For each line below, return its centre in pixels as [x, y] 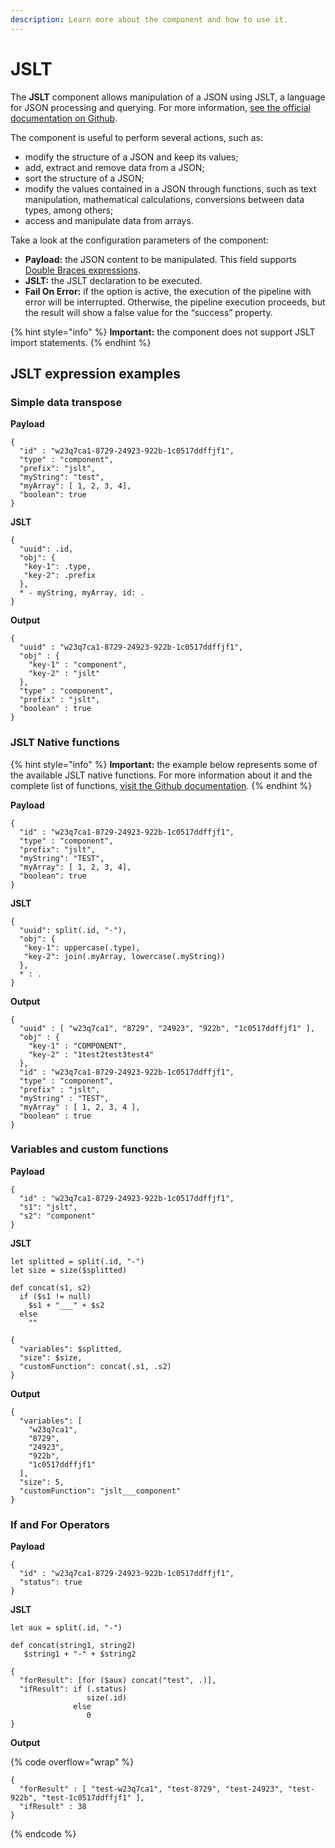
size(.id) [107, 1698]
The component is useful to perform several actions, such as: [136, 137]
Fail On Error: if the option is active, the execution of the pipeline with [168, 291]
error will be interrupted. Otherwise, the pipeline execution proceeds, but [175, 302]
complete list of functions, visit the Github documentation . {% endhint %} [161, 785]
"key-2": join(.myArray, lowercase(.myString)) [124, 956]
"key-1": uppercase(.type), [82, 947]
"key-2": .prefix [60, 576]
